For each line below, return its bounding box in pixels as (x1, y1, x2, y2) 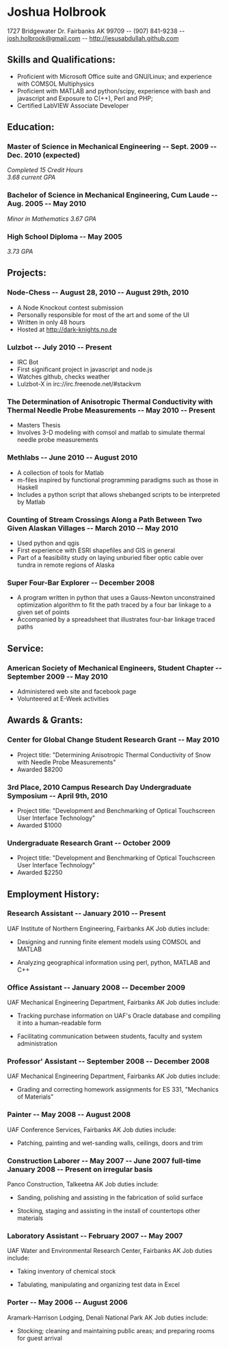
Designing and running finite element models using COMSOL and (16, 937, 201, 946)
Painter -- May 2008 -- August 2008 (7, 1110, 131, 1119)
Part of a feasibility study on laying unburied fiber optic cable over (16, 553, 204, 561)
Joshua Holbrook (7, 4, 107, 20)
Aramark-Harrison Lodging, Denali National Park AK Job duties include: (7, 1313, 208, 1322)
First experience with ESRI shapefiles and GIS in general (16, 546, 176, 554)
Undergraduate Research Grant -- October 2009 (7, 838, 171, 847)
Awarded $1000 (16, 821, 62, 829)
